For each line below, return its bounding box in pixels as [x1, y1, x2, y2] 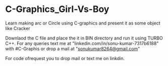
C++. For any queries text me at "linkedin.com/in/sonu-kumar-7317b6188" [5, 40, 159, 46]
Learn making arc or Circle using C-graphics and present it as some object [5, 20, 160, 26]
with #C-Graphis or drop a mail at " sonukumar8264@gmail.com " [5, 45, 140, 51]
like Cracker [5, 25, 30, 31]
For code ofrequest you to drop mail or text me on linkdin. [5, 55, 125, 61]
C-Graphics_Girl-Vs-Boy [5, 3, 109, 15]
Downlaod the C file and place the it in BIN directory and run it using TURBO [5, 35, 163, 41]
